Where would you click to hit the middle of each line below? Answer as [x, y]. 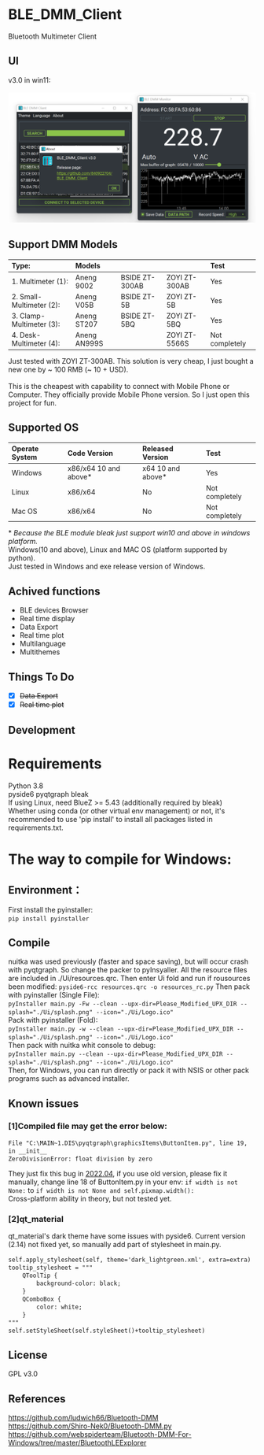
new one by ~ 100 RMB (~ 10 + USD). [68, 369]
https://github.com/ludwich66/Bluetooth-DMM [83, 1417]
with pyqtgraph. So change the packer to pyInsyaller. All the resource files [128, 970]
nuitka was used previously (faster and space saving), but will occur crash [128, 961]
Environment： [46, 890]
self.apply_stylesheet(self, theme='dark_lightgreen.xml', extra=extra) [130, 1260]
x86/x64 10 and [93, 468]
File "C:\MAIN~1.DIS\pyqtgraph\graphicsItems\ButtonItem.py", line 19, [128, 1143]
